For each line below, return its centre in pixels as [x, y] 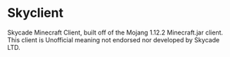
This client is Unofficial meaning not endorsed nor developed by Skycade [114, 39]
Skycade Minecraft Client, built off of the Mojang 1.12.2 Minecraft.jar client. [115, 32]
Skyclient [36, 13]
